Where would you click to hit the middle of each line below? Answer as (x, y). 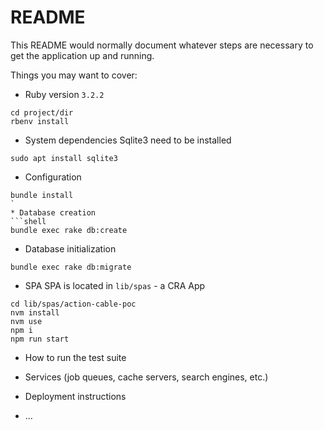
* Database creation (53, 212)
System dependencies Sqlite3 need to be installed (128, 140)
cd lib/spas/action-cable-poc (73, 304)
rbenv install (40, 121)
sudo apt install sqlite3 (64, 158)
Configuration (53, 177)
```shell (28, 221)
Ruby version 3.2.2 (64, 94)
